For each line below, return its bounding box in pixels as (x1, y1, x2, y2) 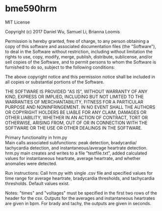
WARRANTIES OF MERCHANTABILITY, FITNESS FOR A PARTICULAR (5, 99, 143, 105)
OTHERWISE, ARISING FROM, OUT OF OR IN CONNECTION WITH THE (5, 120, 148, 126)
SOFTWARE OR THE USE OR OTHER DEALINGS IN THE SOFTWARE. (5, 125, 142, 131)
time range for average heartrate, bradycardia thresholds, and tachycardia (5, 175, 155, 181)
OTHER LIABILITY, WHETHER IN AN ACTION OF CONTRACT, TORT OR (5, 114, 148, 120)
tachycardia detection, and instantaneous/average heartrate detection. (5, 145, 148, 151)
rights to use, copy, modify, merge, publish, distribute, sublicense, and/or (5, 53, 153, 59)
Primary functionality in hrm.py (5, 134, 68, 140)
